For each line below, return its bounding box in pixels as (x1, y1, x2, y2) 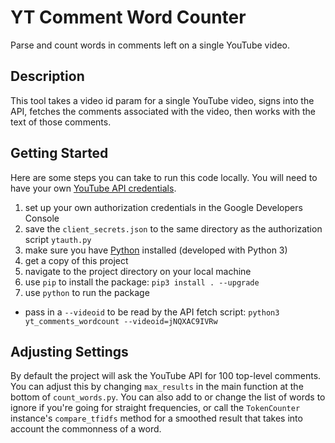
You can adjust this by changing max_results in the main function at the (10, 381, 304, 393)
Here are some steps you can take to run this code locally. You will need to (10, 171, 318, 183)
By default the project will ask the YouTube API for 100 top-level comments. (10, 370, 322, 382)
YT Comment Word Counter (10, 6, 247, 29)
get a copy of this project (24, 254, 129, 266)
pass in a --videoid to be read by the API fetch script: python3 (24, 306, 280, 318)
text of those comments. (10, 116, 112, 128)
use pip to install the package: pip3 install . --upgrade (24, 276, 260, 288)
